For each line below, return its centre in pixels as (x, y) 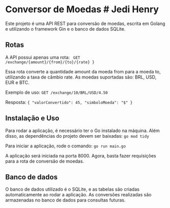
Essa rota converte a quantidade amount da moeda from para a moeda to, (83, 71)
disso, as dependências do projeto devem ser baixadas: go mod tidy (77, 136)
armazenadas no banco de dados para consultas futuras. (66, 200)
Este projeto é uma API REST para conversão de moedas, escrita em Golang (85, 23)
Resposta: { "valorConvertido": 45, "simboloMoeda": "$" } (69, 102)
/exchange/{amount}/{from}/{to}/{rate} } (50, 62)
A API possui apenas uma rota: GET (43, 57)
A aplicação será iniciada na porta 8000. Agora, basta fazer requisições (81, 155)
